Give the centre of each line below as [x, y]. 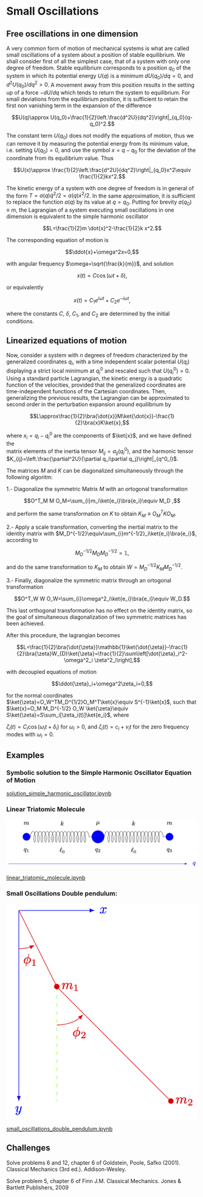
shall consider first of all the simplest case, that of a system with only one [98, 61]
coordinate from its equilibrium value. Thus [60, 158]
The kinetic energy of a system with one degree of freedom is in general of [100, 188]
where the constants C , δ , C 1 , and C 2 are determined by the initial [88, 314]
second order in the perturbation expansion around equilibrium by [89, 404]
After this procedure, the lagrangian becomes [63, 635]
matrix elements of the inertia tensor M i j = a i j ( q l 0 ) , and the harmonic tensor [100, 451]
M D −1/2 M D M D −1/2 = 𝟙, [102, 553]
